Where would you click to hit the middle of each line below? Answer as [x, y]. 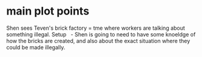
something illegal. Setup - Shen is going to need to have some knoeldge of [101, 34]
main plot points [48, 11]
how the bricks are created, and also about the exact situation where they [98, 41]
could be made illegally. [36, 47]
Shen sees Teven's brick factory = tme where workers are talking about [96, 28]
